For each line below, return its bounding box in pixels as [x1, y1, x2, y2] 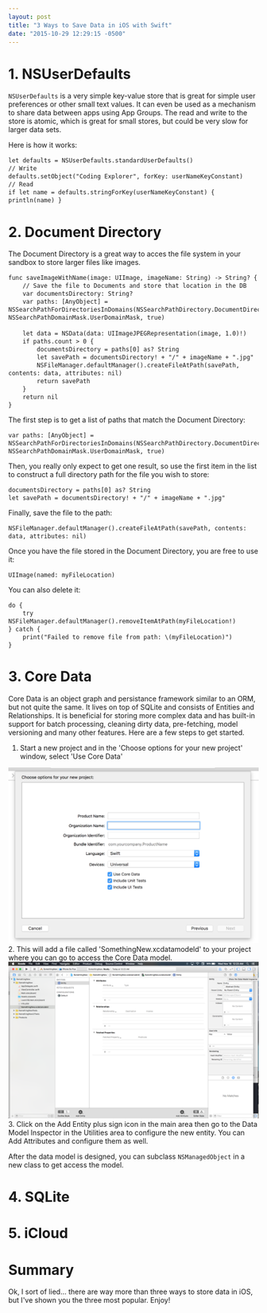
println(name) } [8, 196, 62, 204]
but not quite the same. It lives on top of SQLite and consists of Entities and [8, 702, 254, 712]
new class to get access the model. [8, 1160, 125, 1170]
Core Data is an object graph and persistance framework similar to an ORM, [8, 694, 256, 704]
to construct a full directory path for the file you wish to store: [8, 470, 210, 480]
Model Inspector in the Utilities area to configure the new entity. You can [8, 1128, 245, 1137]
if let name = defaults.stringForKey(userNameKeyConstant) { [8, 188, 215, 196]
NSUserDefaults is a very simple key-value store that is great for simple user [8, 91, 256, 101]
